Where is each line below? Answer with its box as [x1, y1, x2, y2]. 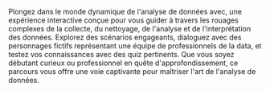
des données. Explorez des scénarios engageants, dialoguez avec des [8, 32, 242, 42]
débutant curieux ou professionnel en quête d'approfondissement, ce [8, 58, 239, 68]
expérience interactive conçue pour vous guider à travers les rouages [8, 15, 239, 25]
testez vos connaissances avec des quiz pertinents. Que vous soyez [8, 50, 235, 59]
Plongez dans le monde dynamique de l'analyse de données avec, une [8, 7, 243, 16]
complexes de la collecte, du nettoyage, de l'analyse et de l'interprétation [8, 24, 252, 33]
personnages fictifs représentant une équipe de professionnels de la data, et [8, 41, 262, 51]
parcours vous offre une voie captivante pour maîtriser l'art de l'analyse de [8, 67, 256, 76]
